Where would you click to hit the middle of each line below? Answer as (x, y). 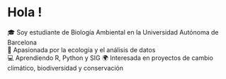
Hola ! (25, 12)
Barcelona (22, 42)
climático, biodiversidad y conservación (66, 68)
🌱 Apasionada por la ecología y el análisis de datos (81, 49)
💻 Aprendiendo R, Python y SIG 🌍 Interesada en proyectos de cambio (111, 58)
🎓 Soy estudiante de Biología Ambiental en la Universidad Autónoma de (113, 32)
